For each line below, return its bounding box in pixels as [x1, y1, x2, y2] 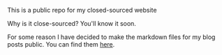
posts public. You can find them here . [7, 40, 115, 48]
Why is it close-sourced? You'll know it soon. [7, 19, 136, 27]
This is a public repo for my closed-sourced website [7, 6, 157, 14]
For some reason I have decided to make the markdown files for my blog [7, 33, 216, 41]
